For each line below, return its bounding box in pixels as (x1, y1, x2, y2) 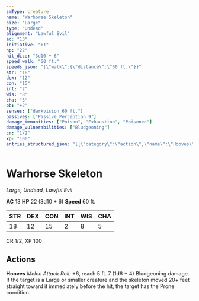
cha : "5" (6, 97, 28, 103)
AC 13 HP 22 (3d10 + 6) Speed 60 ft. (6, 198, 96, 205)
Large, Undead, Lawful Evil (6, 186, 73, 194)
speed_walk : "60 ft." (6, 58, 60, 64)
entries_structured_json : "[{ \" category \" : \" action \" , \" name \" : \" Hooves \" (6, 141, 195, 147)
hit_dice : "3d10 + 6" (6, 53, 60, 59)
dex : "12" (6, 75, 31, 81)
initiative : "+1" (6, 42, 49, 48)
